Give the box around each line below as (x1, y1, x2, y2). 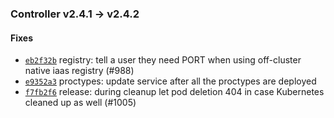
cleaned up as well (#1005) (24, 97, 137, 109)
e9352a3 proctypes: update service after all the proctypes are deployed (24, 75, 317, 87)
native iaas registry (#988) (24, 65, 135, 77)
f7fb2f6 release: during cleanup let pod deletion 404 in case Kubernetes (24, 86, 325, 98)
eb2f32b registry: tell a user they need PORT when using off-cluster (24, 54, 302, 66)
